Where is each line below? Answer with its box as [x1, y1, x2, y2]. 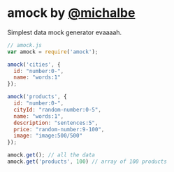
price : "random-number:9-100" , [13, 126, 105, 133]
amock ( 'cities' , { [7, 61, 61, 68]
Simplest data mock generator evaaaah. [7, 28, 122, 37]
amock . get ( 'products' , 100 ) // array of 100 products [7, 158, 168, 166]
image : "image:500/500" [13, 132, 82, 140]
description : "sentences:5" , [13, 119, 99, 126]
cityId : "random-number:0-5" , [13, 106, 101, 113]
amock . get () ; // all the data [7, 152, 96, 159]
